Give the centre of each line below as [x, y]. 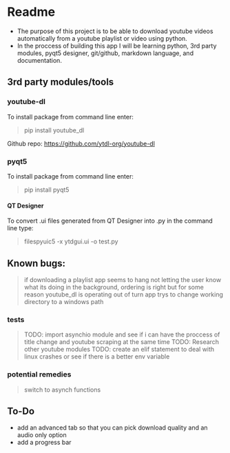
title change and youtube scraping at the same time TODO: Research [121, 342]
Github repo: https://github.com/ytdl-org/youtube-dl [81, 143]
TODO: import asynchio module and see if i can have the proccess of [122, 334]
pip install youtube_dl [54, 130]
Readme [31, 12]
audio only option [42, 435]
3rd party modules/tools [61, 82]
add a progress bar [44, 443]
